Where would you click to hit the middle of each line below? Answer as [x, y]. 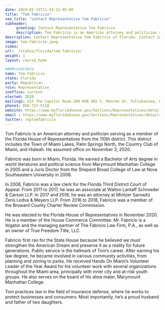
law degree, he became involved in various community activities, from [76, 256]
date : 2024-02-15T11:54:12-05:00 [39, 10]
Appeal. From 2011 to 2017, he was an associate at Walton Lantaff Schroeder [82, 189]
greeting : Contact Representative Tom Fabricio [66, 28]
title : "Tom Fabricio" [28, 14]
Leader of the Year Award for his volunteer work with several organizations [81, 266]
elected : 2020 [20, 97]
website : [14, 111]
